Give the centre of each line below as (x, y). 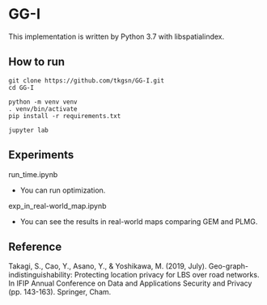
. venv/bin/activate (43, 109)
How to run (37, 62)
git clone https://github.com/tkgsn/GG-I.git (86, 80)
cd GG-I (21, 87)
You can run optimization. (63, 190)
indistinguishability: (40, 275)
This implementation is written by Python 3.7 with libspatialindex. (117, 36)
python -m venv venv (43, 102)
